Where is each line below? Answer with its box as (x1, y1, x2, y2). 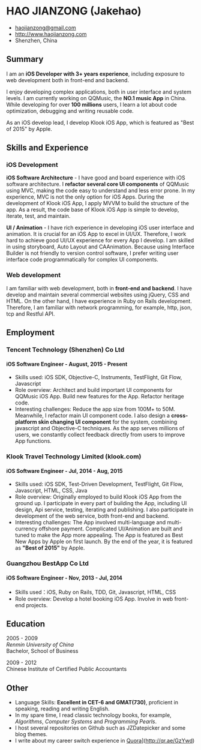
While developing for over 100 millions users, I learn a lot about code (6, 101, 177, 108)
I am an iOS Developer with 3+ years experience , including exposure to (6, 70, 185, 77)
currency (14, 525, 38, 532)
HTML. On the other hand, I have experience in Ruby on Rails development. (6, 297, 192, 304)
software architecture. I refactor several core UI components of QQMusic (6, 181, 190, 188)
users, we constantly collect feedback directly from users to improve (14, 431, 185, 439)
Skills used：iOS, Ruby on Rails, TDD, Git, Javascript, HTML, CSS (14, 588, 176, 595)
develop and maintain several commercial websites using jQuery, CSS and (6, 291, 190, 298)
